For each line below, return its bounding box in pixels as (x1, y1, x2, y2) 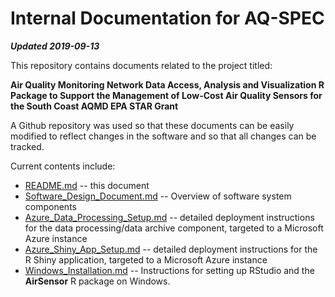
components (24, 200, 77, 212)
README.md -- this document (24, 179, 150, 191)
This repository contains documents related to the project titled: (10, 59, 273, 71)
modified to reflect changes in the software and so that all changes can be (10, 130, 317, 142)
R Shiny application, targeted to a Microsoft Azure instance (24, 253, 268, 266)
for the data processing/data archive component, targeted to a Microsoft (24, 222, 324, 234)
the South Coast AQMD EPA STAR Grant (10, 100, 179, 112)
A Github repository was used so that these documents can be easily (10, 119, 295, 131)
